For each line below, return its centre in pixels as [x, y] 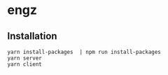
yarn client [24, 64]
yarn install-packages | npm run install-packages [84, 52]
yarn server [24, 58]
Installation [32, 36]
